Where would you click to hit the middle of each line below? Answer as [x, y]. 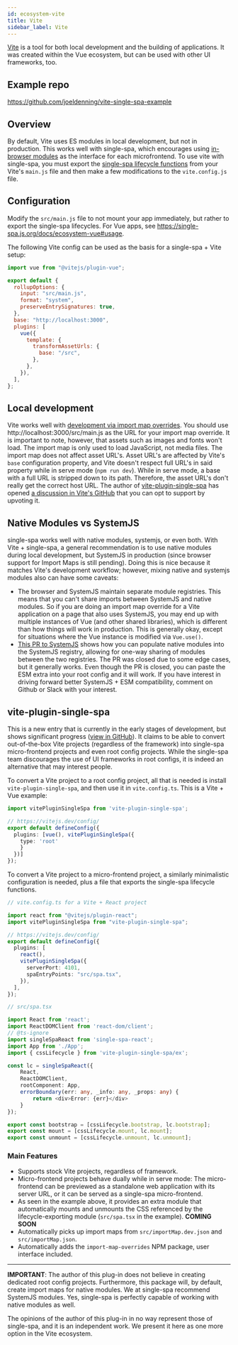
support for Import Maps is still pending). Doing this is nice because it [109, 563]
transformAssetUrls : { [66, 346]
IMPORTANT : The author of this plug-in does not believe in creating [106, 1275]
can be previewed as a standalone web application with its [130, 1187]
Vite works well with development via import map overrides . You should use [118, 425]
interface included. [45, 1254]
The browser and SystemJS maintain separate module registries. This [119, 592]
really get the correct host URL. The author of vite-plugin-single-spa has [113, 485]
